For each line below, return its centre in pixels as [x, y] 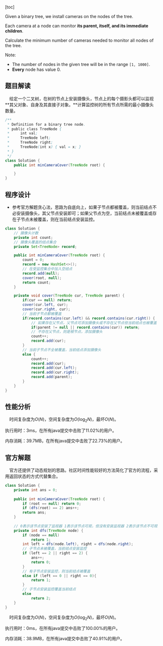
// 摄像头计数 [26, 233]
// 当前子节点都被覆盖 [42, 314]
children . [14, 31]
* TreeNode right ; [30, 143]
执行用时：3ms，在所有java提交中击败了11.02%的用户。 [61, 431]
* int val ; [22, 133]
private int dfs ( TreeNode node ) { [49, 530]
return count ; [37, 282]
